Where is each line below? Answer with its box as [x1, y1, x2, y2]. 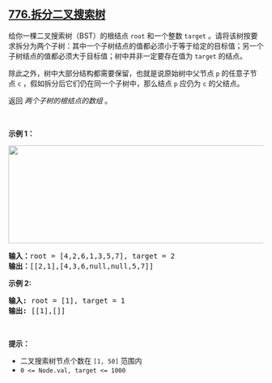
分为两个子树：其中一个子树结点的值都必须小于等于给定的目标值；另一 [22, 41, 257, 50]
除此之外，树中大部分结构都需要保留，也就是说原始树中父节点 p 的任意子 [8, 68, 251, 78]
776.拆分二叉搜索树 [8, 7, 106, 22]
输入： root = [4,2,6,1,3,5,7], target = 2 [8, 251, 176, 260]
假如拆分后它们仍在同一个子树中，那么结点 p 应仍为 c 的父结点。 [30, 78, 244, 88]
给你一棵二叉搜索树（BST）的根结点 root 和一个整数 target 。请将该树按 [8, 31, 251, 41]
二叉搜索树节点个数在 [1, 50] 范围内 [19, 355, 142, 365]
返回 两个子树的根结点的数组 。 [8, 96, 112, 105]
